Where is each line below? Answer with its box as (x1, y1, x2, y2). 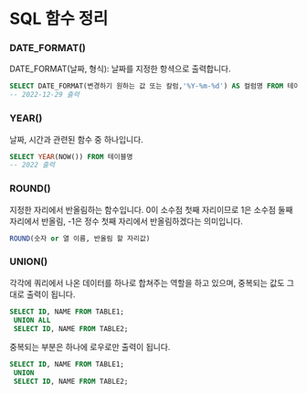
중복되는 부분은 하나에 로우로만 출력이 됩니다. (9, 342, 171, 353)
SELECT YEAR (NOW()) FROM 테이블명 (9, 152, 133, 161)
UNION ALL (13, 315, 51, 325)
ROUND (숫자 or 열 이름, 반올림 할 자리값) (9, 234, 151, 243)
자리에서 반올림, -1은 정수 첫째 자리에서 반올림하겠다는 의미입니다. (9, 216, 244, 227)
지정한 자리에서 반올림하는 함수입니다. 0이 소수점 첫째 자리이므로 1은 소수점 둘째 (9, 204, 293, 215)
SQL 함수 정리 (9, 8, 109, 29)
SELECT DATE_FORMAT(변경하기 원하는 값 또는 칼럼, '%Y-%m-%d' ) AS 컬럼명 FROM (9, 81, 284, 91)
